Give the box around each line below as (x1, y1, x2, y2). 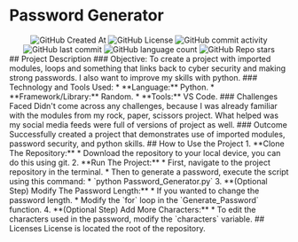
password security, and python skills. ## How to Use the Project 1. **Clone (9, 138, 286, 149)
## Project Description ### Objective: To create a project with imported (9, 53, 271, 64)
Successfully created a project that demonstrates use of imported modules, (9, 129, 286, 139)
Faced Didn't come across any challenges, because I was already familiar (9, 100, 278, 111)
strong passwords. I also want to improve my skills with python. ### (9, 72, 258, 82)
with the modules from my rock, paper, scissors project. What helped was (9, 110, 279, 121)
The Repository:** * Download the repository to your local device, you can (9, 147, 281, 158)
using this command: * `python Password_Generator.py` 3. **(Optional (9, 176, 268, 186)
